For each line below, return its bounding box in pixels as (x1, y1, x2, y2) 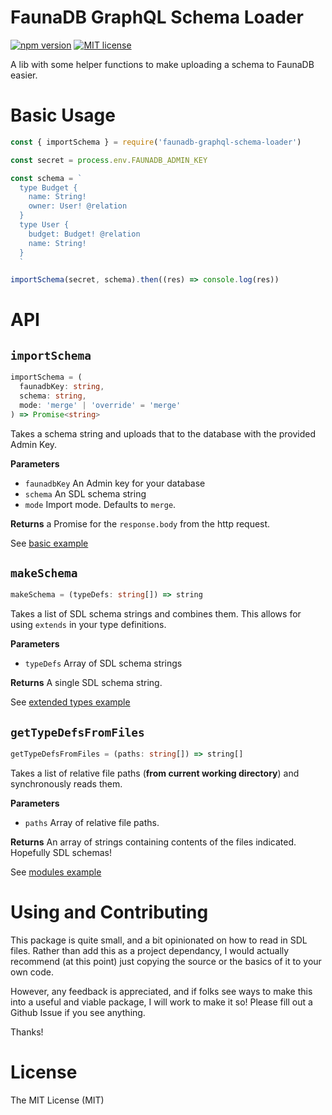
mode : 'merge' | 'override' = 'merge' (19, 400, 182, 410)
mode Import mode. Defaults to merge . (24, 498, 177, 510)
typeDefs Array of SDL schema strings (24, 657, 183, 670)
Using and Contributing (10, 901, 209, 924)
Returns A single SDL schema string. (10, 677, 163, 689)
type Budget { (19, 182, 78, 193)
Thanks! (10, 1026, 44, 1038)
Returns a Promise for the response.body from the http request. (10, 517, 271, 530)
